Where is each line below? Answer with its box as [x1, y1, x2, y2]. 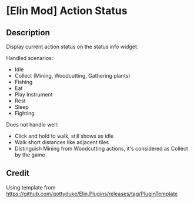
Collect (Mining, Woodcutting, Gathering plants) [14, 72, 131, 79]
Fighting [14, 110, 35, 117]
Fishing [14, 78, 33, 85]
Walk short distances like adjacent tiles [14, 139, 109, 145]
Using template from [6, 184, 56, 191]
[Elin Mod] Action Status [6, 4, 128, 18]
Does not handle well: [6, 121, 59, 128]
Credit [6, 168, 29, 178]
